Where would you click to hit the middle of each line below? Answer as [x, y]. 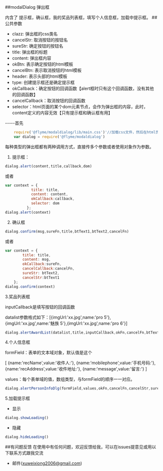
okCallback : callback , [53, 199]
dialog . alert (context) [28, 212]
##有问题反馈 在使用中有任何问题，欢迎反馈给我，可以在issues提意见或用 [78, 447]
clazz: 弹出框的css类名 [35, 34]
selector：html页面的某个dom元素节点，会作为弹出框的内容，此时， [80, 107]
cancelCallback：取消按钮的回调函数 [49, 101]
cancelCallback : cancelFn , [49, 269]
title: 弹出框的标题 [30, 52]
